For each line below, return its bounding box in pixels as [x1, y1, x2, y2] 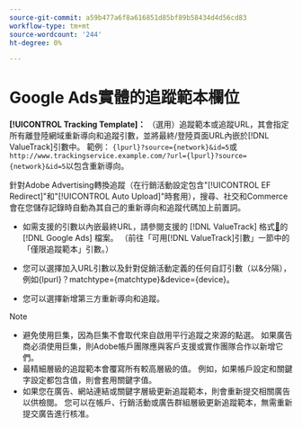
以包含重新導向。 [66, 161, 129, 172]
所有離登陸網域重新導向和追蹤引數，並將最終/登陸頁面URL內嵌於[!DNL [9, 130, 270, 141]
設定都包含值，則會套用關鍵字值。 [30, 375, 157, 386]
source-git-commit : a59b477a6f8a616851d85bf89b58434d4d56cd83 [9, 13, 247, 22]
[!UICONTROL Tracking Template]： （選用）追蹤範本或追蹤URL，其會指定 [9, 119, 289, 130]
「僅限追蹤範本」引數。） [22, 244, 114, 254]
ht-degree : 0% [9, 38, 63, 48]
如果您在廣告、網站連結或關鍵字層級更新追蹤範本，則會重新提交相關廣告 [22, 386, 290, 396]
